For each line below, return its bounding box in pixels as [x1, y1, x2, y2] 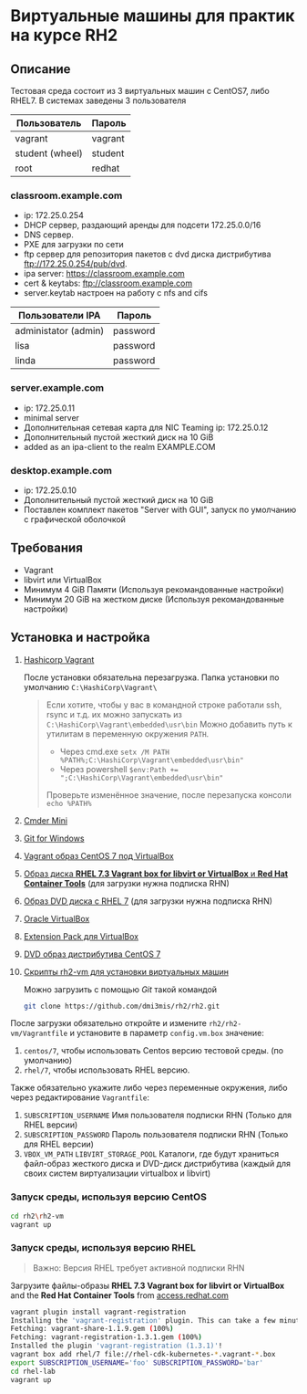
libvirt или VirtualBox [23, 574, 103, 585]
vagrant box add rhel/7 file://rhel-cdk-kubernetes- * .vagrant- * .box [10, 1350, 276, 1359]
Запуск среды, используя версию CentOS [10, 1190, 208, 1203]
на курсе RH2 [10, 25, 118, 46]
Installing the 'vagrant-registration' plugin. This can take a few [10, 1315, 276, 1325]
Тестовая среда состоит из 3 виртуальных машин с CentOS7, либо [10, 86, 270, 96]
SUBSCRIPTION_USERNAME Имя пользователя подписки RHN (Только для [23, 1110, 292, 1121]
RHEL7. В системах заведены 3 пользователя [10, 95, 187, 106]
